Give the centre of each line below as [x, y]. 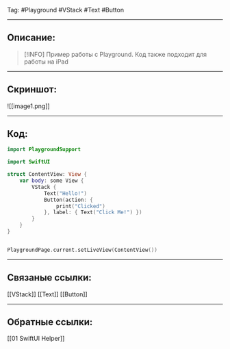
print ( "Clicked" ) [81, 206]
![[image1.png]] [28, 106]
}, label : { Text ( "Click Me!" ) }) [93, 212]
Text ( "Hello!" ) [65, 193]
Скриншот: [32, 89]
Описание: [31, 38]
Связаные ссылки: [49, 277]
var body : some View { [52, 181]
